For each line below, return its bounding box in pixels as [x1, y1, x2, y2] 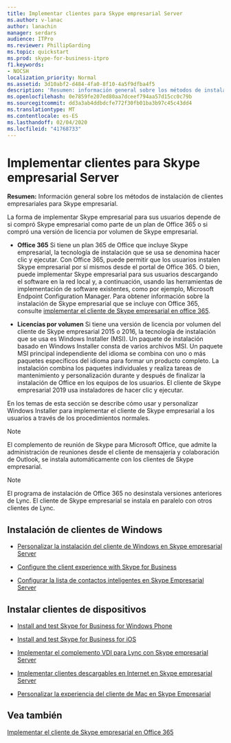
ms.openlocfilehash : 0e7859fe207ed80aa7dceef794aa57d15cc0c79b [7, 94, 192, 101]
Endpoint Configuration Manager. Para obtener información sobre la [16, 292, 210, 300]
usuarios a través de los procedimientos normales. [7, 414, 151, 422]
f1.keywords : [7, 61, 45, 68]
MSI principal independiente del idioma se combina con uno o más [16, 349, 206, 358]
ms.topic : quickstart [7, 49, 69, 56]
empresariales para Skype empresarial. [7, 200, 118, 208]
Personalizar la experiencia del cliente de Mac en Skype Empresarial [16, 689, 211, 698]
